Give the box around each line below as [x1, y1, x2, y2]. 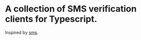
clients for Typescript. [5, 13, 97, 25]
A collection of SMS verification [5, 3, 137, 14]
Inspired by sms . [5, 29, 39, 35]
